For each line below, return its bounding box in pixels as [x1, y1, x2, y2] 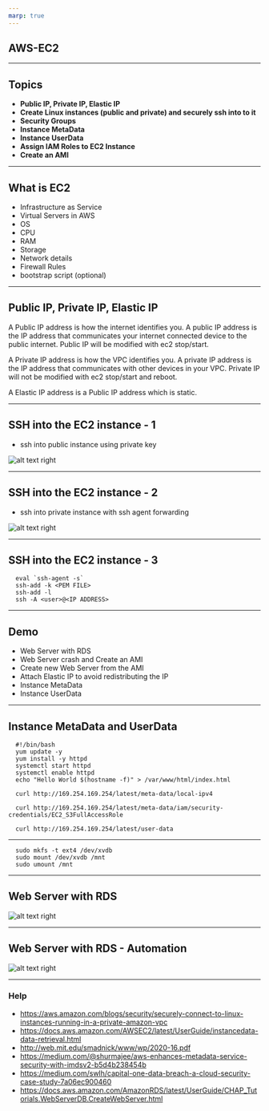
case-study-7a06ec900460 [19, 1077, 112, 1086]
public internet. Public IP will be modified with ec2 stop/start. [8, 339, 210, 349]
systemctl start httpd [15, 762, 91, 770]
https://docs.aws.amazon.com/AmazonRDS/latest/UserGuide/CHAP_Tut [19, 1085, 258, 1095]
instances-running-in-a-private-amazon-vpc [19, 1017, 168, 1027]
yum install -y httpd [15, 754, 88, 762]
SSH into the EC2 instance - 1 [8, 418, 156, 432]
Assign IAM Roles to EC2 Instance [19, 142, 136, 151]
